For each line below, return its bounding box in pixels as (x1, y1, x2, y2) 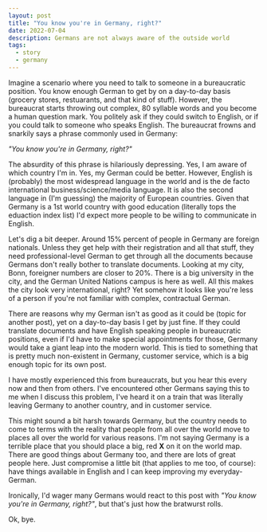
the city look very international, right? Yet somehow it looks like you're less (8, 284, 253, 295)
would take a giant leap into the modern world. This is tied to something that (8, 342, 258, 352)
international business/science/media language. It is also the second (8, 185, 234, 194)
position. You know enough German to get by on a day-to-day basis (8, 86, 231, 96)
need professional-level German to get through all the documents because (8, 251, 253, 260)
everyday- (209, 467, 243, 476)
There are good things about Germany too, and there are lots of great (8, 449, 237, 459)
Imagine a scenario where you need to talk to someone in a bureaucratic (8, 77, 246, 88)
